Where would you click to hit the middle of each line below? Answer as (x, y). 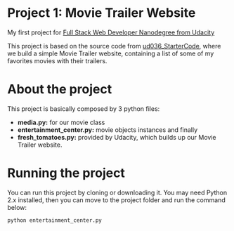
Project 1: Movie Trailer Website (102, 13)
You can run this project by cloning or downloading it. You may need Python (117, 192)
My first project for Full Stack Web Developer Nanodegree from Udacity (111, 32)
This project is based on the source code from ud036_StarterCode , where (114, 46)
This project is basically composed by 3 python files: (84, 108)
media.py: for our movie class (61, 122)
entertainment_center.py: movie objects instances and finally (108, 130)
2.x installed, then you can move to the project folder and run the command (117, 200)
